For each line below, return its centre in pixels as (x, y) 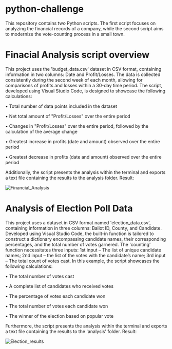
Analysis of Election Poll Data (69, 209)
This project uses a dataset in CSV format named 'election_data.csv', (78, 222)
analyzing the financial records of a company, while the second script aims (84, 28)
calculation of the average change (42, 131)
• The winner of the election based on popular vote (60, 316)
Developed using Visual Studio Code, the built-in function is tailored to (80, 234)
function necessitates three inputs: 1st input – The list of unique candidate (83, 250)
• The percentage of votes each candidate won (55, 296)
